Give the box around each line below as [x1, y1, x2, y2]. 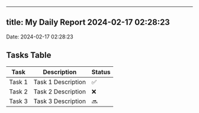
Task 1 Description [33, 78, 86, 86]
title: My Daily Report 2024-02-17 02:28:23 [6, 17, 170, 27]
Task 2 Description [33, 87, 86, 95]
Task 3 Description [33, 97, 86, 105]
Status [91, 67, 111, 76]
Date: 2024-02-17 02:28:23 [6, 33, 73, 40]
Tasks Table [6, 50, 52, 60]
